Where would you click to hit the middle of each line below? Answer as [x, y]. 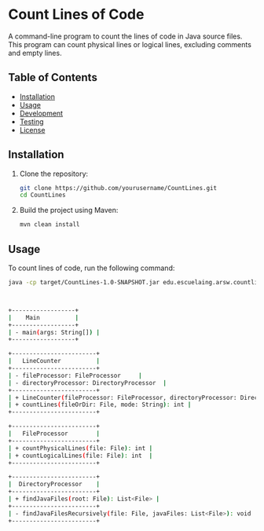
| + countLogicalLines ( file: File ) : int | [81, 456]
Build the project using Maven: [69, 211]
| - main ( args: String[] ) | [54, 332]
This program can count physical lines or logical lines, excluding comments [130, 44]
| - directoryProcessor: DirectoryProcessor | [88, 383]
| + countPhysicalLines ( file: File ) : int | [81, 448]
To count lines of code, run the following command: [92, 268]
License [32, 130]
